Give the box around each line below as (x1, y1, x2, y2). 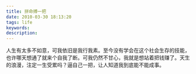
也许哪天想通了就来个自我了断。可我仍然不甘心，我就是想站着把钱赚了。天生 (6, 54, 190, 61)
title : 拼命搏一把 (6, 8, 47, 15)
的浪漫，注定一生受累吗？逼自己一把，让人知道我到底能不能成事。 (6, 62, 164, 69)
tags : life (6, 19, 33, 25)
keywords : (6, 24, 30, 31)
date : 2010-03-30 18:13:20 (6, 14, 72, 20)
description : (6, 30, 38, 36)
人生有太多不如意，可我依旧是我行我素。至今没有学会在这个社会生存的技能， (6, 47, 190, 54)
